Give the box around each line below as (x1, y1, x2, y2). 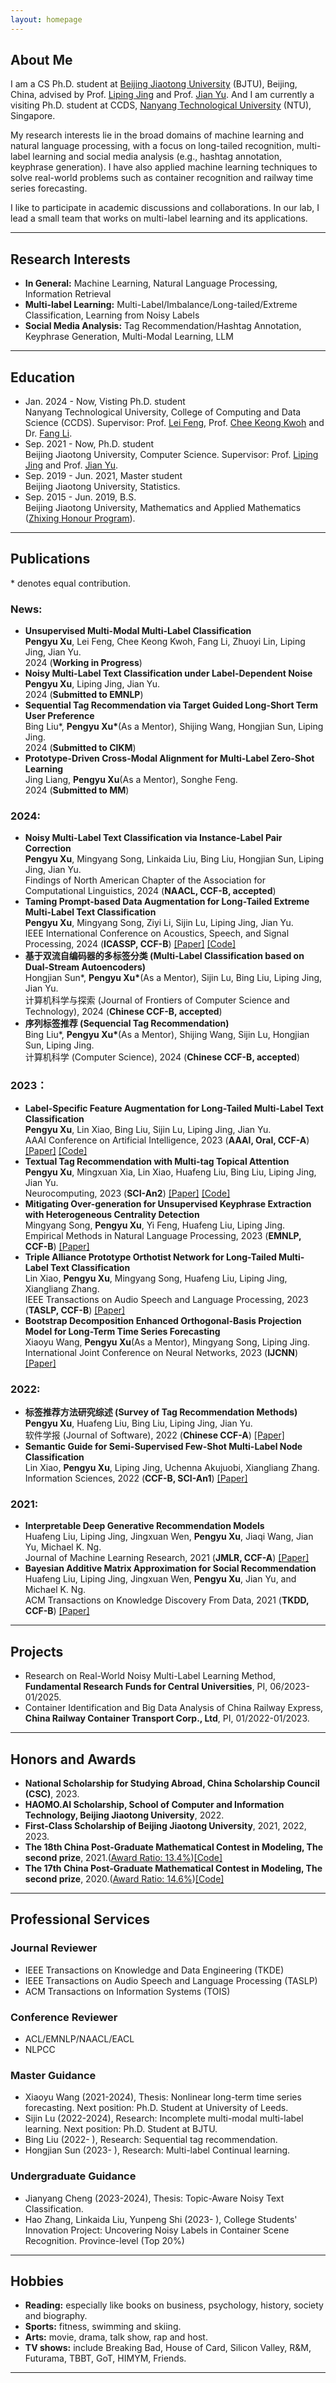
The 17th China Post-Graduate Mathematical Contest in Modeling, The (24, 1862, 323, 1874)
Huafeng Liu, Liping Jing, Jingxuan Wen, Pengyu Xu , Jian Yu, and (24, 1573, 297, 1585)
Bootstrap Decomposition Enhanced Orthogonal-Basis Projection (24, 1314, 302, 1326)
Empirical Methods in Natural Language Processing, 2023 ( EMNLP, (24, 1229, 302, 1241)
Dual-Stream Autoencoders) (24, 961, 147, 973)
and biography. (24, 2310, 88, 2322)
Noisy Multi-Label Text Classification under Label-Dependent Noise (24, 667, 313, 680)
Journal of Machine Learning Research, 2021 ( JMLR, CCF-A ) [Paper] (24, 1552, 310, 1564)
